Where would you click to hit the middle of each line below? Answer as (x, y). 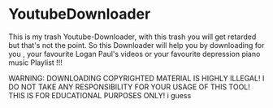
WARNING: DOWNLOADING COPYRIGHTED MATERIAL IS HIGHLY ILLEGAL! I (136, 78)
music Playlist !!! (35, 63)
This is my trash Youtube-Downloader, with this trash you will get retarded (132, 37)
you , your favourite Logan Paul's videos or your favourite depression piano (134, 54)
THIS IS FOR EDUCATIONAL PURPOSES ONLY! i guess (100, 95)
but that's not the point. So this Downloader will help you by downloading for (136, 45)
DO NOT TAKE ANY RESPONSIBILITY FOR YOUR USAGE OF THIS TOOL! (129, 87)
